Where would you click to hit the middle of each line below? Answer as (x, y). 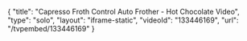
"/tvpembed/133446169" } (51, 29)
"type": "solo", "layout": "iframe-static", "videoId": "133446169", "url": (123, 20)
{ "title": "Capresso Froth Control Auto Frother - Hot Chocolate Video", (124, 12)
